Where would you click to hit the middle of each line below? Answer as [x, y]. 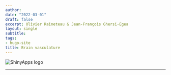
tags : [11, 39]
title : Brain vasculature [33, 48]
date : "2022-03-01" [26, 15]
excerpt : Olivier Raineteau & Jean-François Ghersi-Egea [67, 24]
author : [13, 10]
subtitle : [16, 33]
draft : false [19, 19]
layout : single [21, 29]
